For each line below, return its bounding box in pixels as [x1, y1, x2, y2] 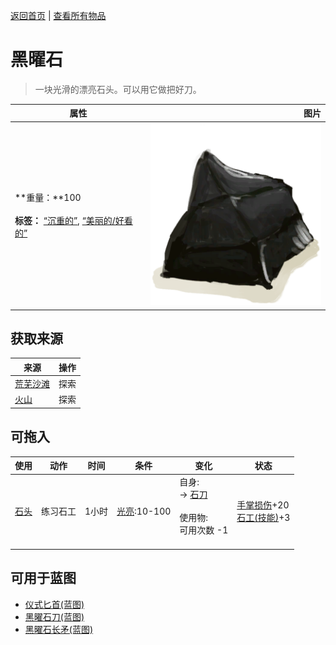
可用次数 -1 [179, 524, 229, 536]
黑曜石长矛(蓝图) [24, 623, 94, 635]
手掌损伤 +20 [236, 499, 290, 511]
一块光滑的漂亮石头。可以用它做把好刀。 [34, 83, 202, 95]
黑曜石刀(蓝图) [24, 610, 85, 623]
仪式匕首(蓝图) [24, 598, 85, 610]
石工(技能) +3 [236, 512, 291, 524]
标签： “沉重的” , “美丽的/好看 [14, 215, 133, 227]
